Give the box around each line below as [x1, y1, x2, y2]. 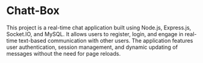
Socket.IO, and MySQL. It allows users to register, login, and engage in [6, 30, 183, 37]
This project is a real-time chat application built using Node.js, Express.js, [6, 24, 191, 31]
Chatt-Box [6, 4, 60, 18]
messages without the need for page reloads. [6, 50, 121, 57]
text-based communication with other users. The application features [18, 37, 194, 44]
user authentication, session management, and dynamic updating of [6, 43, 179, 51]
